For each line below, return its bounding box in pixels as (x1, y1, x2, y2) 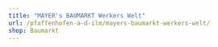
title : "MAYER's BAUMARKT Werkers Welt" (8, 11, 146, 20)
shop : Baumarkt (8, 26, 60, 34)
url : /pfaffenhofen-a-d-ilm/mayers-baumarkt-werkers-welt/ (8, 19, 211, 27)
